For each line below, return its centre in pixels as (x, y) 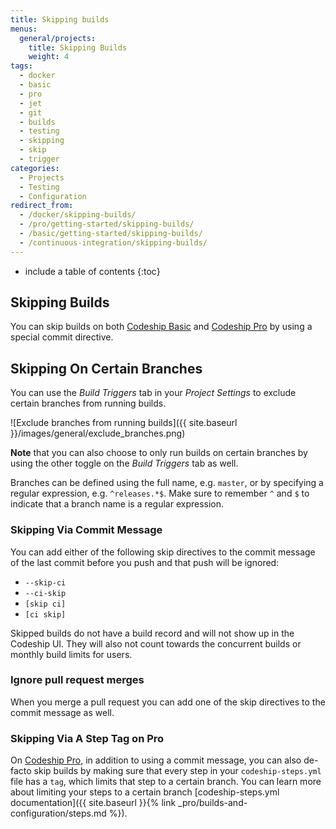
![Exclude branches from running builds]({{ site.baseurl (124, 423)
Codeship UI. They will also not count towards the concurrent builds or (156, 643)
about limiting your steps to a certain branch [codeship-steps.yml (145, 792)
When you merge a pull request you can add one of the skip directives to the (168, 702)
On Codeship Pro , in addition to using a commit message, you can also (156, 760)
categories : (35, 168)
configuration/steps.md (58, 813)
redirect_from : (42, 206)
